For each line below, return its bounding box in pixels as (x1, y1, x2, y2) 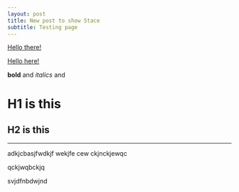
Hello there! (7, 43, 41, 52)
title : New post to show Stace (7, 17, 100, 24)
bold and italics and (7, 70, 65, 79)
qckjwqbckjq (7, 163, 45, 171)
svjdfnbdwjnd (7, 177, 48, 186)
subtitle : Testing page (7, 23, 78, 31)
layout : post (7, 10, 46, 18)
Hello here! (7, 57, 40, 65)
